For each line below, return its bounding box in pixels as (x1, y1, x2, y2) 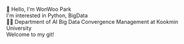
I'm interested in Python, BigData (6, 12, 88, 19)
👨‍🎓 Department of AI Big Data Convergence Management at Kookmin (6, 18, 179, 25)
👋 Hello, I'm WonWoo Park (6, 6, 71, 12)
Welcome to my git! (6, 31, 54, 38)
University (6, 24, 32, 32)
